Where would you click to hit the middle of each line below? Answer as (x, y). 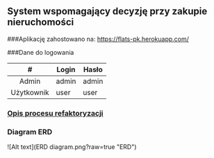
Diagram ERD (30, 132)
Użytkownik (30, 92)
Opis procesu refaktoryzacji (55, 113)
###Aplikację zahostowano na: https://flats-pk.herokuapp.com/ (98, 39)
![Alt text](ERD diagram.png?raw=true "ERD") (72, 147)
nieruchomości (41, 23)
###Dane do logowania (41, 52)
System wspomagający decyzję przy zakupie (107, 11)
